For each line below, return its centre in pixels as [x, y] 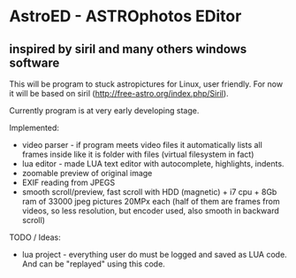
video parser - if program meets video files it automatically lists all [142, 145]
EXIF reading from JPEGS [68, 182]
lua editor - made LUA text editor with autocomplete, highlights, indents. [153, 164]
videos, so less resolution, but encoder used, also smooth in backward [151, 211]
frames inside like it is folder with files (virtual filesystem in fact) [138, 154]
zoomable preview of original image [87, 173]
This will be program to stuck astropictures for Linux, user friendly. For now [146, 84]
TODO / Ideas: [35, 237]
